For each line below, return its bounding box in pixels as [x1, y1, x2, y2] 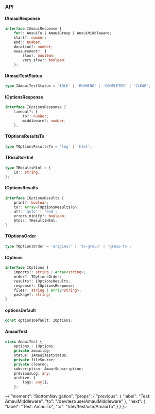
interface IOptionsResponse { [5, 105, 67, 110]
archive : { [14, 375, 36, 381]
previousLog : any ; [14, 371, 51, 376]
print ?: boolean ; [14, 200, 49, 205]
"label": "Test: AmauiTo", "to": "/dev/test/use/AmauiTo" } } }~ [5, 404, 127, 410]
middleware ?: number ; [22, 118, 67, 123]
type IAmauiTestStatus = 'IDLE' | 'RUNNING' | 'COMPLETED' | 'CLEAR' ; [5, 83, 151, 88]
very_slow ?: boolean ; [22, 58, 67, 63]
